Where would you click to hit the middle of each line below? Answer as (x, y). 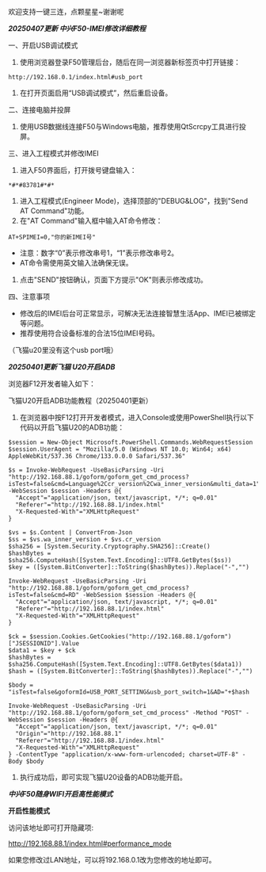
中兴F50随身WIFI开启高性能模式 (61, 794)
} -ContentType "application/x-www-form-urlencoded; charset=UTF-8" (123, 755)
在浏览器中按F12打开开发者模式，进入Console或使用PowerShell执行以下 (137, 417)
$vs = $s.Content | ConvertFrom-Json (70, 533)
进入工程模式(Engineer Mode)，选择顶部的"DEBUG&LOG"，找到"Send (134, 201)
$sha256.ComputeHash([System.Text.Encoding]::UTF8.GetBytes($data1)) (125, 664)
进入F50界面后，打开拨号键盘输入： (78, 170)
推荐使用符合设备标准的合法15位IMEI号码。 (89, 333)
